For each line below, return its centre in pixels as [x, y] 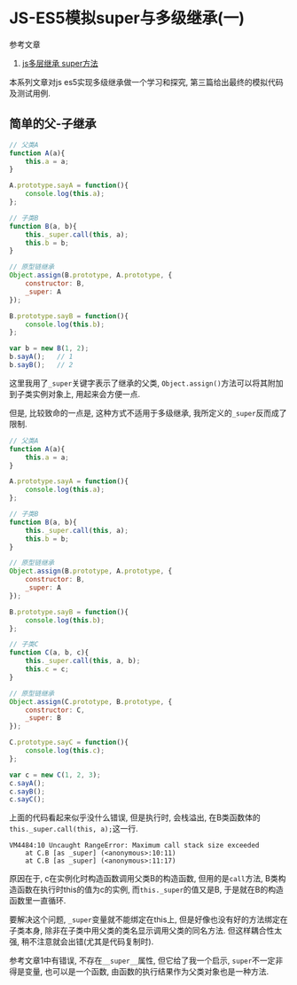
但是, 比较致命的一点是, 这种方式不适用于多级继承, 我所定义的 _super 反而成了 [148, 412]
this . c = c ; [47, 669]
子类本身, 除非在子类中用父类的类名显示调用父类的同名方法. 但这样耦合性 [142, 931]
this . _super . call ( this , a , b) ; [83, 661]
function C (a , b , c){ [49, 653]
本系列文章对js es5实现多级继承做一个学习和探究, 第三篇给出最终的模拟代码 [146, 82]
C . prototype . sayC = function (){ [69, 743]
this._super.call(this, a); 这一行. [74, 829]
